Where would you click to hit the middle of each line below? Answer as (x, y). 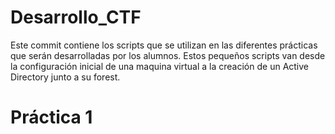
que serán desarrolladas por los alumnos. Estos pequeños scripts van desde (168, 55)
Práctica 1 (51, 117)
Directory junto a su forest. (65, 77)
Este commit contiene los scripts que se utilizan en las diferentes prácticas (164, 45)
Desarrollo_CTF (76, 17)
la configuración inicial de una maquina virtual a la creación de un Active (160, 66)
